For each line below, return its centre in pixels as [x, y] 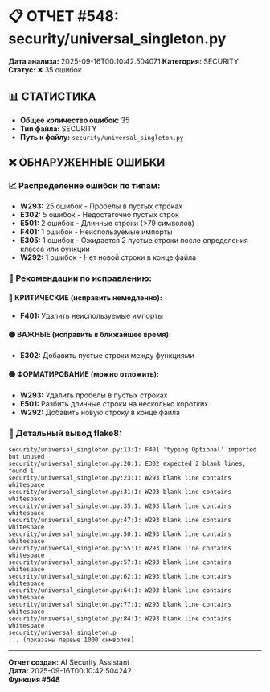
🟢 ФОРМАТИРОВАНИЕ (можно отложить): [84, 374]
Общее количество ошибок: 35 [75, 120]
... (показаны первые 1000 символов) [72, 640]
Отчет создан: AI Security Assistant [69, 662]
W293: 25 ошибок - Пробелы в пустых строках [101, 206]
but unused [27, 457]
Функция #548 [34, 680]
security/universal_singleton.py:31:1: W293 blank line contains [120, 492]
